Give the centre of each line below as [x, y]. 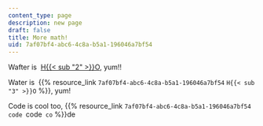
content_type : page [40, 15]
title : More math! [38, 37]
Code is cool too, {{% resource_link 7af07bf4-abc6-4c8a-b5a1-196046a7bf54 [130, 106]
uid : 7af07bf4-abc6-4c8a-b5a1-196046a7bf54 [80, 45]
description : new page [45, 23]
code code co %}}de [42, 114]
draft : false [29, 30]
